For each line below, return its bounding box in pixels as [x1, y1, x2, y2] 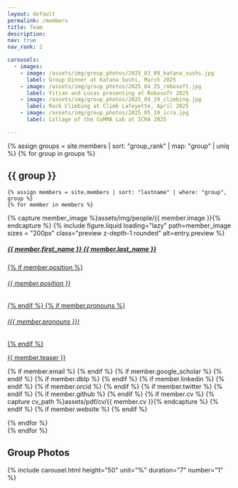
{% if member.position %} [7, 262, 84, 271]
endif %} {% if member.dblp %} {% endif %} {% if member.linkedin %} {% [7, 374, 225, 383]
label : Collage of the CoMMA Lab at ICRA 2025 [26, 116, 167, 123]
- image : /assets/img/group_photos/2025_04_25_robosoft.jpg [20, 83, 202, 90]
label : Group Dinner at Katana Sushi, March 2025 [26, 76, 176, 83]
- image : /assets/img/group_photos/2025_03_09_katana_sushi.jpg [20, 69, 215, 77]
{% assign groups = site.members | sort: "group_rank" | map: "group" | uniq [7, 142, 229, 150]
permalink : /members [7, 17, 69, 24]
